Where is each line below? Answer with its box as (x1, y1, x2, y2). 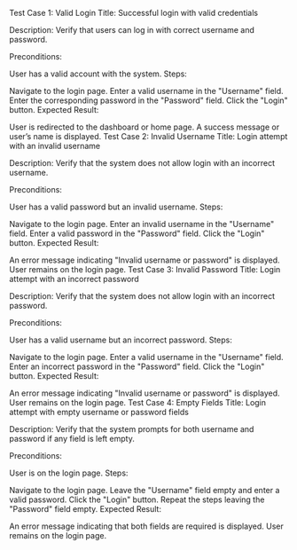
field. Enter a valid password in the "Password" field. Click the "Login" (9, 228, 265, 239)
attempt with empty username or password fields (9, 407, 189, 417)
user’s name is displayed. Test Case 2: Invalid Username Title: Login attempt (9, 131, 288, 141)
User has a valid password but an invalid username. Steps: (9, 201, 223, 212)
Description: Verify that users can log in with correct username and (9, 25, 255, 35)
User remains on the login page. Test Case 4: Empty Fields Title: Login (9, 397, 267, 407)
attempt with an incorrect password (9, 274, 139, 284)
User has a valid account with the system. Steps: (9, 68, 188, 79)
